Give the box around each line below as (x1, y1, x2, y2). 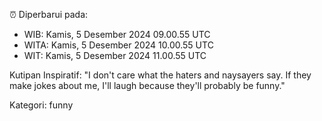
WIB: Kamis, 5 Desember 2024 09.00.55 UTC (23, 29, 211, 40)
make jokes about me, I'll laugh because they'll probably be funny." (9, 80, 286, 91)
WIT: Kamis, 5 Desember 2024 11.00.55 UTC (23, 50, 207, 61)
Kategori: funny (9, 99, 74, 111)
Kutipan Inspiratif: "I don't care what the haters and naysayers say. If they (9, 69, 312, 81)
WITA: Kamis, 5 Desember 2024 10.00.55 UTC (23, 39, 214, 51)
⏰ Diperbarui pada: (9, 9, 89, 20)
